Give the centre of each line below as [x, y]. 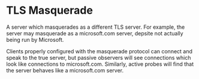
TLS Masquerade [49, 10]
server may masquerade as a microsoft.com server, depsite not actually [95, 33]
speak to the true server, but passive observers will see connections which [99, 57]
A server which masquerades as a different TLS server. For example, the [96, 27]
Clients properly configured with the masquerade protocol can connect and [99, 51]
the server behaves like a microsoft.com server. [65, 70]
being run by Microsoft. [35, 39]
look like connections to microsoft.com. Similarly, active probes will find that [100, 64]
